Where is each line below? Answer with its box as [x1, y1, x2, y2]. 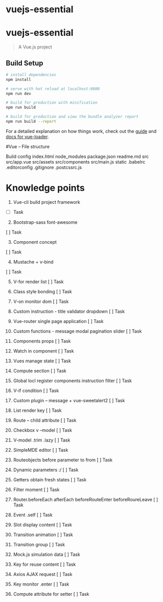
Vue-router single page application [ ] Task [13, 318, 104, 324]
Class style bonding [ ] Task [13, 288, 72, 294]
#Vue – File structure [6, 143, 50, 149]
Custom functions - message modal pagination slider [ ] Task [13, 328, 142, 334]
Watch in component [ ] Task [13, 348, 74, 354]
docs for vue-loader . [6, 133, 49, 140]
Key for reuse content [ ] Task [13, 561, 76, 567]
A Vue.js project [18, 44, 53, 50]
